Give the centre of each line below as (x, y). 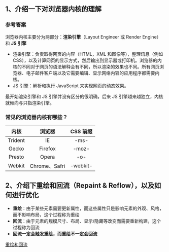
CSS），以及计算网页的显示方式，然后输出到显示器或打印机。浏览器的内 (87, 60)
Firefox (47, 149)
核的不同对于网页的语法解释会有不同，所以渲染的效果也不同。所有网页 (86, 66)
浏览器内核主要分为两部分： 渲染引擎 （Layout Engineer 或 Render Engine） (83, 37)
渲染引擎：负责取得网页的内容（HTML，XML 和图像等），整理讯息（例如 (88, 54)
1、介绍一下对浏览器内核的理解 (54, 9)
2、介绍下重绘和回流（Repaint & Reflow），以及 (80, 186)
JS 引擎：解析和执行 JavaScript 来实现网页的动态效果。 (71, 86)
